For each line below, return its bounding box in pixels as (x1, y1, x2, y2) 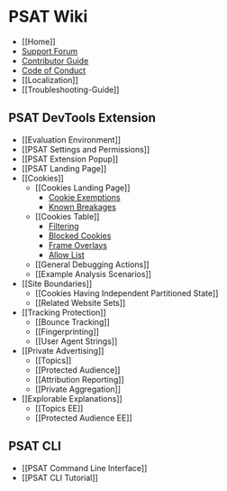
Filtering (48, 220, 79, 231)
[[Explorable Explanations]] (21, 393, 123, 403)
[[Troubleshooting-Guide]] (21, 84, 120, 95)
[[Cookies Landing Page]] (34, 182, 131, 193)
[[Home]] (21, 36, 56, 47)
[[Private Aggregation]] (34, 384, 122, 394)
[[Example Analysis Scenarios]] (34, 268, 152, 279)
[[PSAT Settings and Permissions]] (21, 144, 150, 154)
